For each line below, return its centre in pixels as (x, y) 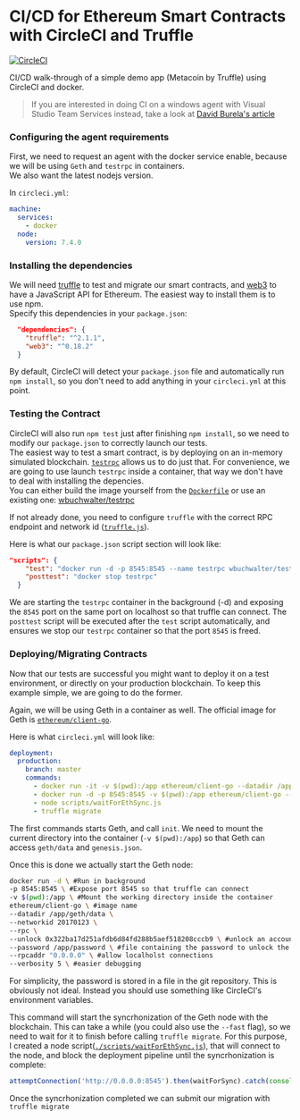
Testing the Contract (55, 414)
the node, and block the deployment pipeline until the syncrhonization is (142, 1056)
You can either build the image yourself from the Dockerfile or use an (137, 490)
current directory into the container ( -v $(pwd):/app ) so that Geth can (137, 838)
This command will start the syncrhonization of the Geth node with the (139, 1017)
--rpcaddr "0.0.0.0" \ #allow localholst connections (112, 956)
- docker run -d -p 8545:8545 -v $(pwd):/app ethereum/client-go (157, 794)
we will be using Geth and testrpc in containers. (97, 166)
